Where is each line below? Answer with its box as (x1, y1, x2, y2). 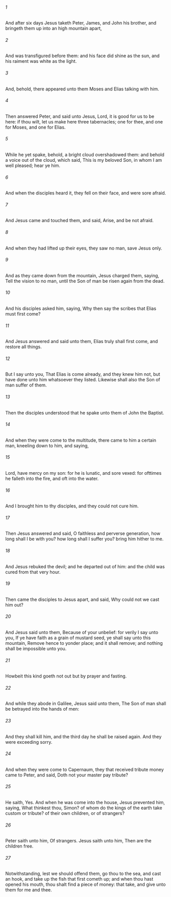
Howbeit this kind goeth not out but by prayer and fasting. (5, 673, 127, 679)
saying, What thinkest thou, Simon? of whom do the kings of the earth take (5, 805, 162, 811)
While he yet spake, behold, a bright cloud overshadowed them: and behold (5, 152, 165, 158)
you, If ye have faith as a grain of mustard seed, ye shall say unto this (5, 635, 151, 641)
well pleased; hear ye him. (5, 162, 60, 168)
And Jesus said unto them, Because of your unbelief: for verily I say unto (5, 629, 158, 636)
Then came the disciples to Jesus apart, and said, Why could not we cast (5, 596, 160, 602)
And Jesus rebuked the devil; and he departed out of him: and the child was (5, 563, 165, 569)
